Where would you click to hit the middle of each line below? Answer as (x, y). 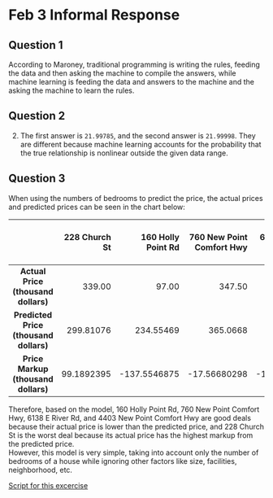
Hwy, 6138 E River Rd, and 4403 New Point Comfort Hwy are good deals (130, 417)
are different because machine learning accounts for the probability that (141, 144)
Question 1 (36, 45)
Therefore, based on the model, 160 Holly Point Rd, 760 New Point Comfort (134, 409)
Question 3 (37, 179)
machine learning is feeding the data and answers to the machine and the (131, 82)
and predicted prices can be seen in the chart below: (97, 207)
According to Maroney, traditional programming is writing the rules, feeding (134, 64)
